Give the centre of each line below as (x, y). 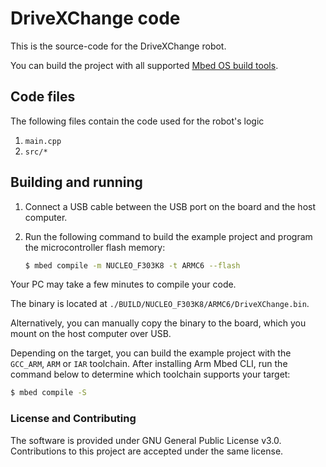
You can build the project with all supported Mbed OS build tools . (144, 65)
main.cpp (43, 141)
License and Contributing (73, 419)
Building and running (76, 182)
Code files (43, 97)
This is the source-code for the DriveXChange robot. (118, 46)
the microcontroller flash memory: (95, 247)
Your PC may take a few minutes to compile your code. (123, 284)
